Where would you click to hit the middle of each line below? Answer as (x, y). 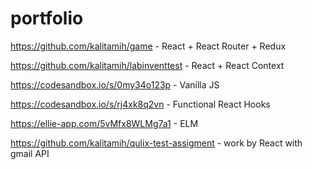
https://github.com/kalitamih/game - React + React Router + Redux (148, 46)
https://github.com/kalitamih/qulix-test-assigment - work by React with (156, 143)
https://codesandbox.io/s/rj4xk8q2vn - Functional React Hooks (140, 104)
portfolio (47, 18)
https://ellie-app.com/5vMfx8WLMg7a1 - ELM (104, 123)
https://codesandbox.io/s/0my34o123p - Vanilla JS (115, 84)
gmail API (30, 153)
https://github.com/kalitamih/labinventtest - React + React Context (147, 65)
